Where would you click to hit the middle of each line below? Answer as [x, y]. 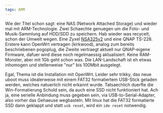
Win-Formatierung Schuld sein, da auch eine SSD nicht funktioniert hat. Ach [82, 90]
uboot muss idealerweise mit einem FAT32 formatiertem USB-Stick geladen [81, 79]
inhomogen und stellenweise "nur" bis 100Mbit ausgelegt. [63, 65]
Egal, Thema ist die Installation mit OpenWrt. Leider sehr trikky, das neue [78, 74]
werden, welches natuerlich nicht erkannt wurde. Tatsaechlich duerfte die [79, 85]
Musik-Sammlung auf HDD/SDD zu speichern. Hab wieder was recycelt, [78, 34]
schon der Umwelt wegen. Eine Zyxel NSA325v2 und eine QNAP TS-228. [79, 39]
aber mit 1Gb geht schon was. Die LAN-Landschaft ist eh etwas [88, 59]
